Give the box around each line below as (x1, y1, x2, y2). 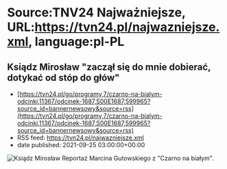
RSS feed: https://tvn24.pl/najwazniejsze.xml (16, 133, 145, 142)
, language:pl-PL (28, 34, 125, 49)
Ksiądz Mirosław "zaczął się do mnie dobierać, (7, 61, 211, 73)
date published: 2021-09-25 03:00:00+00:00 (16, 141, 145, 148)
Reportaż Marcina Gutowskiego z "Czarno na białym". (61, 154, 214, 162)
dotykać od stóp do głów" (7, 72, 120, 83)
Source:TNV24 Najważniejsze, (7, 5, 186, 21)
